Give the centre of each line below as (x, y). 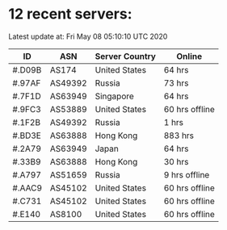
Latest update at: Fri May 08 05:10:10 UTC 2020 (88, 36)
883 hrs (179, 136)
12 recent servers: (70, 14)
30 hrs (176, 161)
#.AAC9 (27, 188)
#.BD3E (27, 136)
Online (189, 56)
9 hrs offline (187, 174)
